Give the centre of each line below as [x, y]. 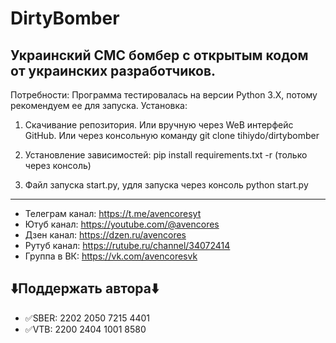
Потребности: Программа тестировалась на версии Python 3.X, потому [164, 95]
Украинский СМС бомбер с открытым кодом [159, 55]
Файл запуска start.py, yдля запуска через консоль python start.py [166, 185]
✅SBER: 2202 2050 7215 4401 [87, 318]
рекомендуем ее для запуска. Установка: [99, 105]
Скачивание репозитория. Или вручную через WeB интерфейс [159, 125]
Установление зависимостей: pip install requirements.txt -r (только [166, 155]
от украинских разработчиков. [113, 70]
